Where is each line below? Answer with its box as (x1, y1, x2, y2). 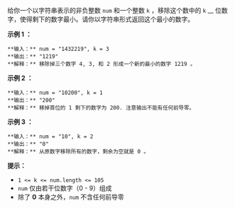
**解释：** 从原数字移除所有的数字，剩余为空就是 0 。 (7, 148, 149, 155)
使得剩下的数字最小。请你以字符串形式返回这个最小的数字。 (19, 15, 194, 23)
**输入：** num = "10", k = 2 (7, 133, 94, 140)
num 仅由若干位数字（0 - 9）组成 (17, 184, 112, 192)
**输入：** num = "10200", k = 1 (7, 89, 103, 96)
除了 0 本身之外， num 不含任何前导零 (17, 193, 124, 201)
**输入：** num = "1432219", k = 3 (7, 45, 109, 52)
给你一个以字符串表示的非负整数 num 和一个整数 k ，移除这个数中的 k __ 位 (7, 6, 222, 14)
